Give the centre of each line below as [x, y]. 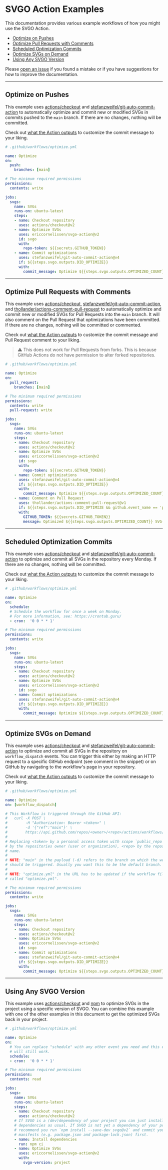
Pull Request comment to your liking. [43, 340]
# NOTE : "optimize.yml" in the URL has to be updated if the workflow [80, 874]
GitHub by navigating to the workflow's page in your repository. [70, 766]
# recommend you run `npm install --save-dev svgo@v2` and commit [85, 1130]
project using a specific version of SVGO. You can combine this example [79, 1009]
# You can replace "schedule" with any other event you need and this [85, 1047]
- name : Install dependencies [46, 1139]
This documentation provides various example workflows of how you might [83, 23]
